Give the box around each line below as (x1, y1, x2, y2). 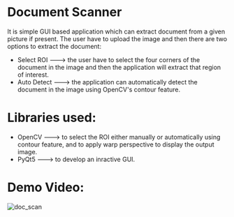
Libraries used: (7, 110, 96, 126)
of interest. (17, 70, 49, 79)
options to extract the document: (7, 42, 102, 50)
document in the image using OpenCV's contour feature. (17, 85, 180, 93)
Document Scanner (7, 4, 122, 20)
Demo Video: (7, 179, 85, 195)
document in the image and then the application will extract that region (17, 63, 221, 71)
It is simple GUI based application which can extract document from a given (7, 27, 226, 36)
